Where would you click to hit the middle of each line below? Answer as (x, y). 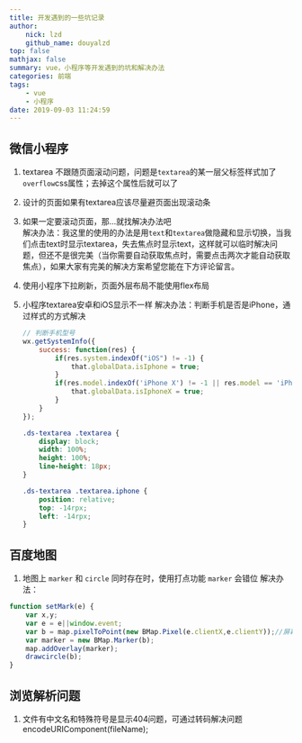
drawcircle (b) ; (54, 657)
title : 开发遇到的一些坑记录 (57, 18)
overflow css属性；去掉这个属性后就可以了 (100, 183)
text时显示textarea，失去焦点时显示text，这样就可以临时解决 (158, 244)
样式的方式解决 (58, 316)
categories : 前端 (40, 77)
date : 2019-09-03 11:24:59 (60, 110)
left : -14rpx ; (65, 516)
